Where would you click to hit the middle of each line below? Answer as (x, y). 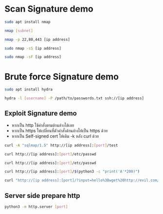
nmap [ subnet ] (19, 31)
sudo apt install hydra (29, 89)
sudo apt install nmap (27, 22)
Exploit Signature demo (41, 114)
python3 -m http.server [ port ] (36, 207)
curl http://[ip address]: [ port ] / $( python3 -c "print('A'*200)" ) (72, 172)
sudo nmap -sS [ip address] (33, 48)
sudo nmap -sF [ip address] (33, 57)
